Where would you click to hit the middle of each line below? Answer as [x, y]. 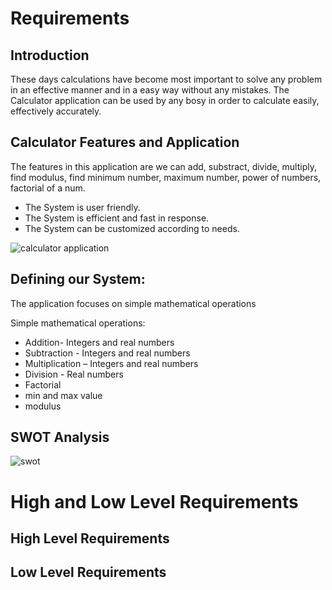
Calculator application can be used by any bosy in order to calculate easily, [165, 100]
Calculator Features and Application [125, 142]
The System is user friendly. [82, 207]
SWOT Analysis [60, 437]
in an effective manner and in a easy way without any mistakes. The [150, 90]
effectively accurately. [56, 111]
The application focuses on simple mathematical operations [133, 303]
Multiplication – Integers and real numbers [111, 363]
